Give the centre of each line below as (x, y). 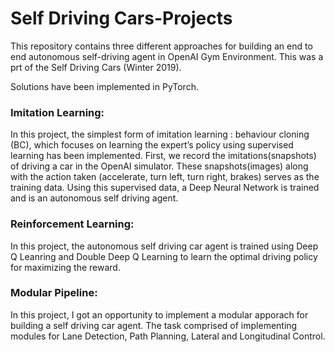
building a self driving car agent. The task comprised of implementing (154, 325)
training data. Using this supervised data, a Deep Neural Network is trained (165, 188)
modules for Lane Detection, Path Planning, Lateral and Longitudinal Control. (168, 336)
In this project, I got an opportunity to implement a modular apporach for (159, 314)
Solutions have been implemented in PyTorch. (104, 86)
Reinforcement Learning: (72, 224)
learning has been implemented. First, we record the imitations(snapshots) (163, 156)
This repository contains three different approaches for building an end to (161, 46)
